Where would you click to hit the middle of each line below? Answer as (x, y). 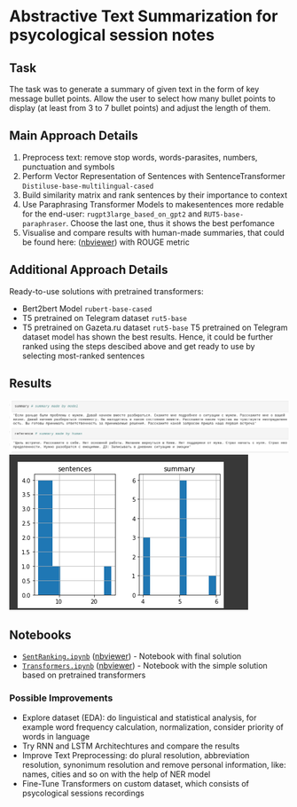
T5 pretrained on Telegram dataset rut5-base (105, 317)
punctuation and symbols (68, 167)
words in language (56, 736)
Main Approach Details (74, 136)
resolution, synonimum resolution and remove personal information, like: (154, 764)
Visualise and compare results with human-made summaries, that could (153, 232)
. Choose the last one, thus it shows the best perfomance (170, 223)
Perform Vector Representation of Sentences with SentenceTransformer (153, 176)
